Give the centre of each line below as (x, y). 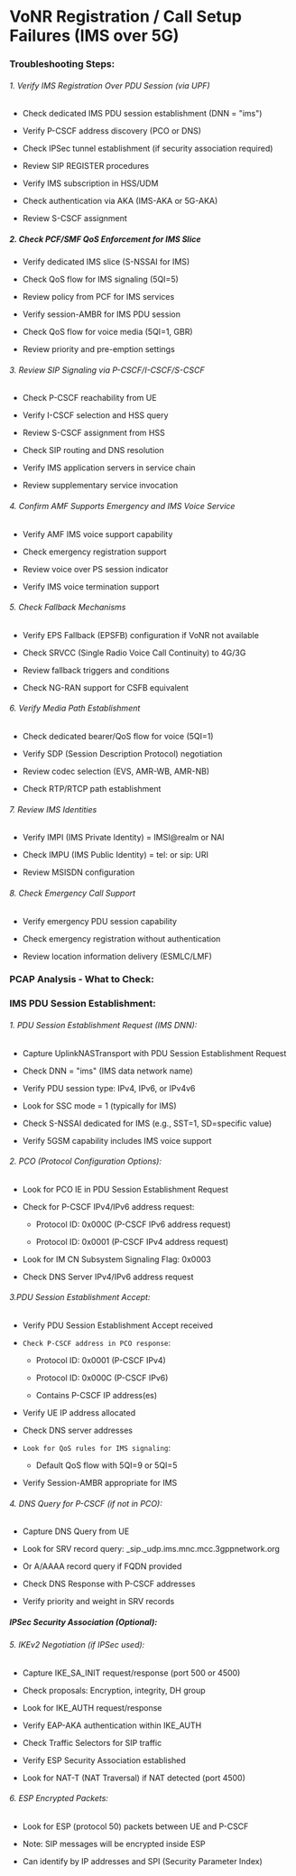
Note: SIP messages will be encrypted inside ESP (114, 1843)
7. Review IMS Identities (53, 809)
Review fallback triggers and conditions (96, 670)
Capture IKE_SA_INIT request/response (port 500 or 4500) (131, 1673)
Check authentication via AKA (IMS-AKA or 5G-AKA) (120, 201)
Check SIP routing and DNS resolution (93, 450)
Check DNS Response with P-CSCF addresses (109, 1584)
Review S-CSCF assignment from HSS (93, 433)
